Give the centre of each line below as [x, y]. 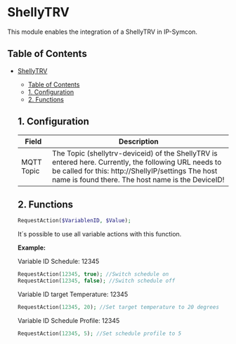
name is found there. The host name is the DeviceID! [138, 179]
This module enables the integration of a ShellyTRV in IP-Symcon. [103, 32]
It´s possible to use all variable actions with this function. [99, 234]
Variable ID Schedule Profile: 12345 [68, 320]
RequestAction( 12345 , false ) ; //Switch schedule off [96, 281]
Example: [31, 248]
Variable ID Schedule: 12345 [58, 262]
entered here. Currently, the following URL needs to [137, 162]
